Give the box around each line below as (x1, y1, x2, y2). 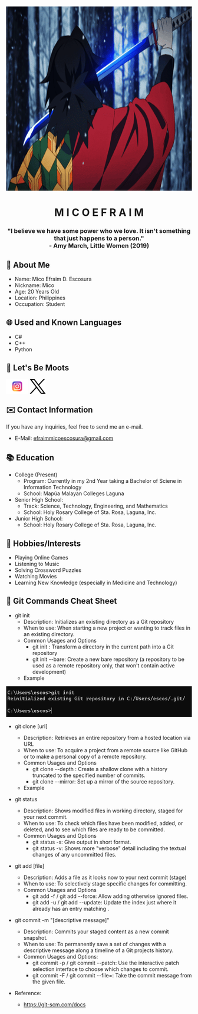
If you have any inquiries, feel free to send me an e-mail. (6, 423, 143, 430)
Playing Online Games (14, 554, 69, 561)
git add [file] (14, 862, 45, 870)
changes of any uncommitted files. (32, 851, 117, 858)
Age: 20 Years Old (14, 288, 60, 295)
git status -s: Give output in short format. (32, 838, 131, 845)
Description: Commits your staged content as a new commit (23, 928, 169, 935)
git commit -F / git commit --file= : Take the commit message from (32, 972, 192, 979)
